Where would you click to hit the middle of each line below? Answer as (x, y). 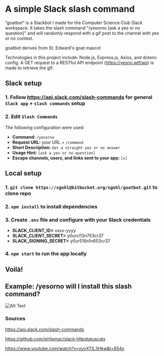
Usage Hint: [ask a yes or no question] (54, 152)
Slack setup (24, 83)
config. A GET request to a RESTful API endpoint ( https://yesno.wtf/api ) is (80, 62)
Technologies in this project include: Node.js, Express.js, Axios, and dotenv (81, 57)
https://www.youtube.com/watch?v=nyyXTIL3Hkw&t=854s (65, 348)
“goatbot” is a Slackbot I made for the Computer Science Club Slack (74, 23)
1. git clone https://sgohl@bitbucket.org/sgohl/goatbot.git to (82, 187)
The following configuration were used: (45, 127)
